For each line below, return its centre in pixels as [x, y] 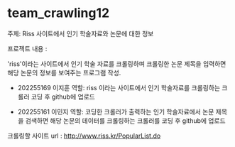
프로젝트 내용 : [27, 48]
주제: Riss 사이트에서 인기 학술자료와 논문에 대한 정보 [81, 33]
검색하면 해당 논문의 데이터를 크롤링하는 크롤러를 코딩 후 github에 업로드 [125, 120]
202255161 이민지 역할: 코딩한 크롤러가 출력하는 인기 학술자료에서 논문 [116, 111]
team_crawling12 [59, 13]
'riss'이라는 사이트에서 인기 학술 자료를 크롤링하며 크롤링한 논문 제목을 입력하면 [117, 64]
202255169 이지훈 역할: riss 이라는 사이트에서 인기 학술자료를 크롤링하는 [119, 87]
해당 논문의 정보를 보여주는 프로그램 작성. [64, 72]
